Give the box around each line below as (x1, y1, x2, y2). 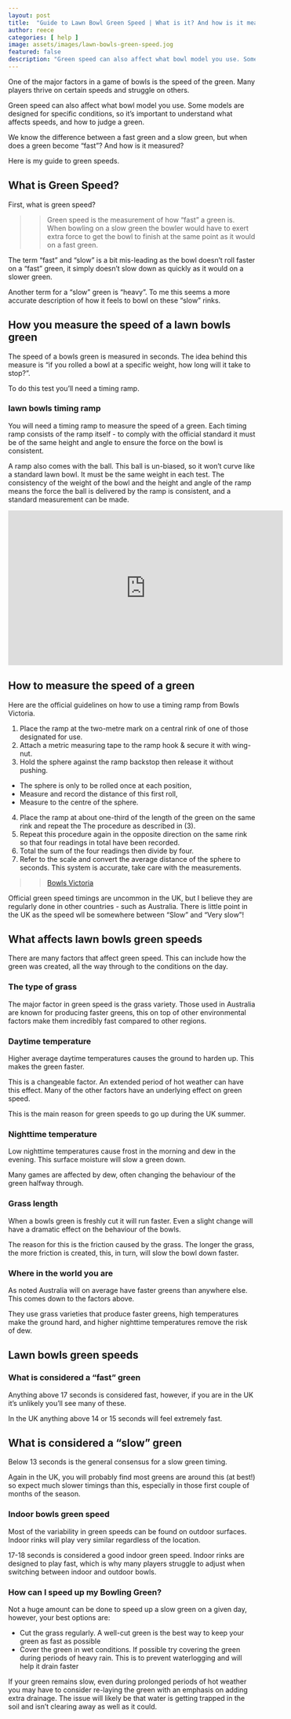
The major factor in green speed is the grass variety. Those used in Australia (8, 999, 256, 1009)
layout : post (8, 11, 51, 20)
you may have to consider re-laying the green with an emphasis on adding (8, 1685, 249, 1695)
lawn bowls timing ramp (8, 403, 101, 414)
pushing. (19, 765, 49, 775)
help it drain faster (19, 1662, 79, 1671)
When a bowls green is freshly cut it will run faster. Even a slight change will (8, 1216, 253, 1225)
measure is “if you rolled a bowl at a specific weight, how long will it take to (8, 359, 251, 370)
